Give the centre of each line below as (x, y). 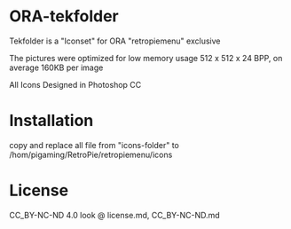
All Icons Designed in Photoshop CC (75, 84)
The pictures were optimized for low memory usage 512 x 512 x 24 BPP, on (146, 58)
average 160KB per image (56, 67)
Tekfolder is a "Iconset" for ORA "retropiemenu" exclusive (115, 41)
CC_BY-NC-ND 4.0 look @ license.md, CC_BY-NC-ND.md (114, 215)
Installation (51, 121)
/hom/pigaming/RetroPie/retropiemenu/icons (91, 154)
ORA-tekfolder (64, 16)
